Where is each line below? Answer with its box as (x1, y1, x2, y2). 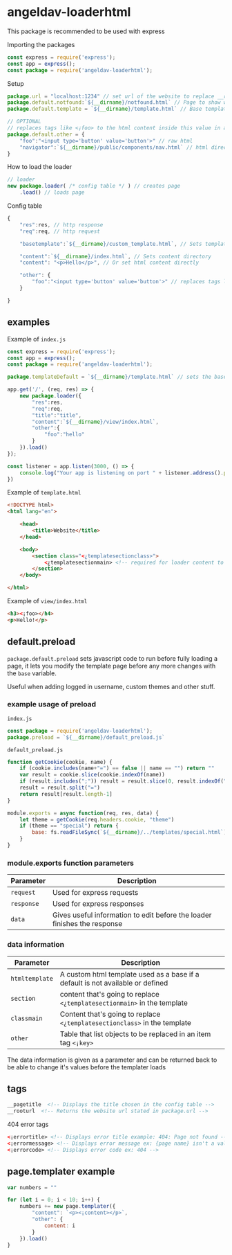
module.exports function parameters (7, 858, 135, 868)
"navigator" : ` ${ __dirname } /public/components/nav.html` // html (19, 143, 209, 151)
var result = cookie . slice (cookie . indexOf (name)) (19, 772, 166, 778)
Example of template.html (7, 488, 81, 497)
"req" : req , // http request (19, 228, 100, 235)
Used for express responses (52, 899, 144, 909)
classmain (10, 1014, 43, 1022)
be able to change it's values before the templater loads (7, 1062, 166, 1071)
